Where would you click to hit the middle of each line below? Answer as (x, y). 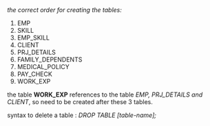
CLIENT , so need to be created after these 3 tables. (80, 102)
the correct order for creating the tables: (64, 10)
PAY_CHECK (35, 74)
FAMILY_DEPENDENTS (50, 60)
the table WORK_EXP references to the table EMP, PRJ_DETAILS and (105, 94)
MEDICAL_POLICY (43, 67)
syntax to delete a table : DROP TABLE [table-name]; (82, 115)
